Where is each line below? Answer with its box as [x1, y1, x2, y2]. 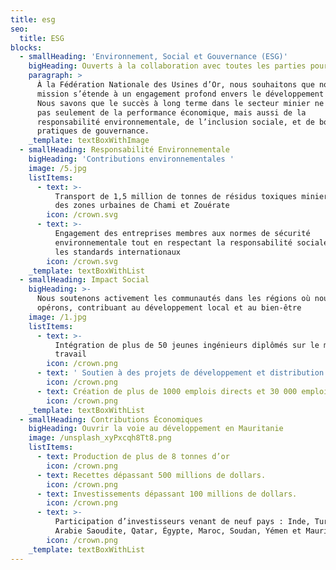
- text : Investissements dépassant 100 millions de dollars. [36, 489, 298, 499]
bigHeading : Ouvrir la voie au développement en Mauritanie [28, 424, 284, 434]
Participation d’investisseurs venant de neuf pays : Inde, [54, 517, 311, 527]
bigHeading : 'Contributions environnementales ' [28, 154, 235, 164]
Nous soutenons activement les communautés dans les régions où [36, 294, 311, 304]
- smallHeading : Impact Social [19, 275, 150, 285]
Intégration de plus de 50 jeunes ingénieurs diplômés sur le [54, 340, 320, 350]
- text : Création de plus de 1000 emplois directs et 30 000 [36, 386, 298, 396]
